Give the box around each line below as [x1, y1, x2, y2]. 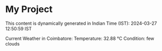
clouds [5, 40, 20, 46]
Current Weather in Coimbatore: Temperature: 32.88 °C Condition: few [5, 35, 155, 41]
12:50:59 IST [5, 25, 32, 31]
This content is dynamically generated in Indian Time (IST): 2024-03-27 [5, 20, 157, 26]
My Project [5, 4, 53, 15]
